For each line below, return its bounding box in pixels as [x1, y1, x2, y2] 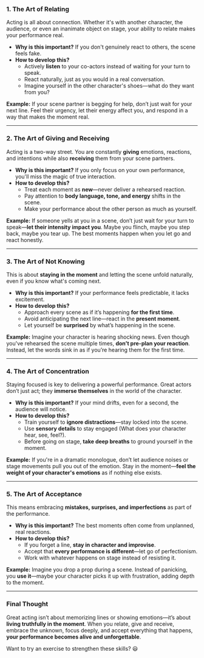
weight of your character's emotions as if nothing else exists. [6, 469, 162, 476]
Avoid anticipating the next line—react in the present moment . [24, 315, 181, 322]
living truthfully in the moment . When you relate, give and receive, [6, 620, 175, 628]
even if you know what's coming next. [6, 277, 101, 285]
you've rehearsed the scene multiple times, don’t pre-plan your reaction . [6, 339, 190, 347]
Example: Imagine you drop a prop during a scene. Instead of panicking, [6, 566, 188, 573]
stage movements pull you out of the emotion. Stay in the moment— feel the [6, 463, 196, 470]
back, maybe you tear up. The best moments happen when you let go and [6, 230, 191, 237]
